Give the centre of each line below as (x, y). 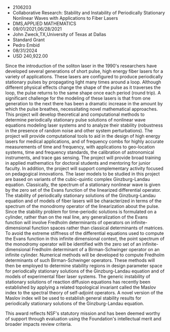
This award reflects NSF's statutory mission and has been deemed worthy (83, 313)
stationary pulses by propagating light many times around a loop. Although (83, 82)
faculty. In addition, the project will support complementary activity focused (84, 168)
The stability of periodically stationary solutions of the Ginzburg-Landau (80, 195)
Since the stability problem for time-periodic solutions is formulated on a (81, 212)
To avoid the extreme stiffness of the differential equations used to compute (84, 233)
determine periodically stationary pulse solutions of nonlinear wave (75, 120)
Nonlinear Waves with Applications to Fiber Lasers (65, 18)
